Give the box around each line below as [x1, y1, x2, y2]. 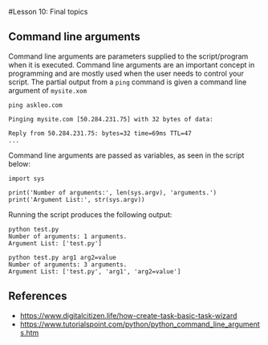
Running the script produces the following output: [8, 209, 173, 220]
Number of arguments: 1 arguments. [8, 232, 128, 240]
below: [8, 158, 30, 168]
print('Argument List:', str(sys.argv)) [8, 195, 146, 203]
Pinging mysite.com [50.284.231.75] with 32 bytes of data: [8, 115, 214, 123]
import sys [8, 175, 45, 183]
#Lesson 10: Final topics [8, 7, 88, 16]
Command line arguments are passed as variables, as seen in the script [8, 150, 245, 160]
